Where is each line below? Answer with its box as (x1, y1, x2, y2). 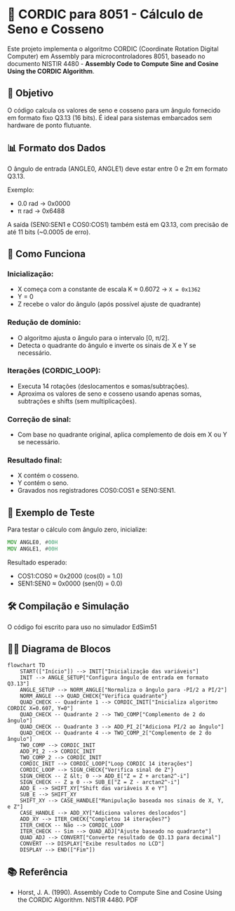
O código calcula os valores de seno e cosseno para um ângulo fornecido (7, 105, 221, 115)
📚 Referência (7, 866, 68, 878)
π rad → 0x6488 (17, 207, 65, 215)
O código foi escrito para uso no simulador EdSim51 (7, 622, 157, 631)
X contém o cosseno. (17, 471, 79, 480)
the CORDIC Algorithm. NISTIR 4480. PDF (17, 896, 139, 904)
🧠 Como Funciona (7, 247, 86, 259)
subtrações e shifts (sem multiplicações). (17, 396, 137, 405)
